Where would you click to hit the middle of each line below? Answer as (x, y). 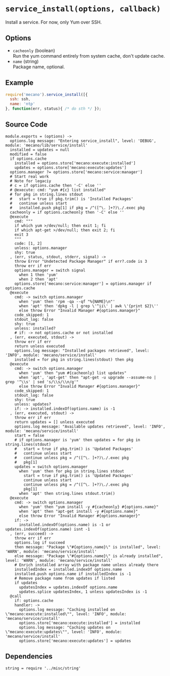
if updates (26, 583)
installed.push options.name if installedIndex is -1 (73, 574)
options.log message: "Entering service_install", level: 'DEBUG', (83, 141)
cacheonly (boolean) (34, 51)
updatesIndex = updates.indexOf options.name (68, 587)
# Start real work (30, 177)
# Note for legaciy (31, 181)
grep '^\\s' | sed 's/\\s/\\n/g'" (42, 382)
